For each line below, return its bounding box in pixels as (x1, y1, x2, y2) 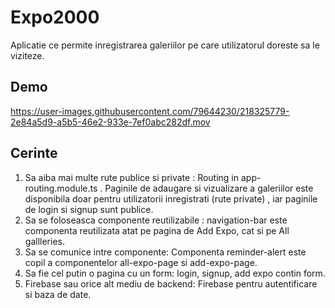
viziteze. (10, 49, 45, 61)
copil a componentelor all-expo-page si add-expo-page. (24, 256, 258, 268)
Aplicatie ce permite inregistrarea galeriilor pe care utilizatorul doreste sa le (10, 39, 320, 51)
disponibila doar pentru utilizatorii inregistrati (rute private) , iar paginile (24, 192, 318, 205)
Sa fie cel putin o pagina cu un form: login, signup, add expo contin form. (24, 267, 326, 279)
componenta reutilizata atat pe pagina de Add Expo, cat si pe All (24, 224, 290, 236)
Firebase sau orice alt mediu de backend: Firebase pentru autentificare (24, 277, 318, 290)
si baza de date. (24, 288, 92, 300)
